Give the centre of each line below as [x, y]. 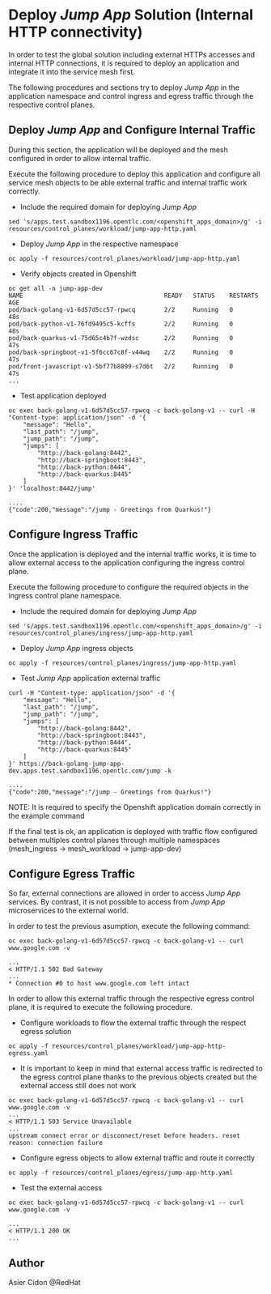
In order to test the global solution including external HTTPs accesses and [132, 54]
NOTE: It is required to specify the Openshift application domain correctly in [135, 807]
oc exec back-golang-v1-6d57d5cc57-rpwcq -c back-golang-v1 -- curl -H [131, 411]
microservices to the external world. [69, 911]
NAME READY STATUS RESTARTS [133, 296]
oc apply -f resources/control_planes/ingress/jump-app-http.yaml [123, 663]
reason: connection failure [56, 1143]
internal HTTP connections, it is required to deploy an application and [124, 63]
